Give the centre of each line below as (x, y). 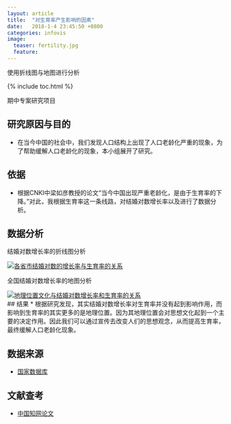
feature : (26, 52)
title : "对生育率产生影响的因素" (51, 20)
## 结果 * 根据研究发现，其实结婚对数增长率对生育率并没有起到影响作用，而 (115, 304)
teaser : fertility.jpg (46, 46)
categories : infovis (37, 33)
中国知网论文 (35, 413)
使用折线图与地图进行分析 (43, 72)
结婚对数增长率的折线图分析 (47, 252)
